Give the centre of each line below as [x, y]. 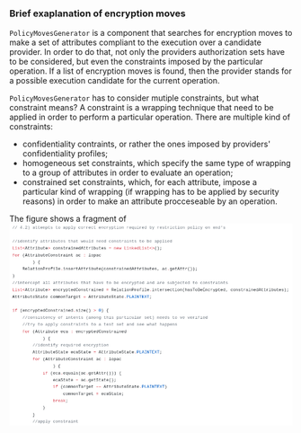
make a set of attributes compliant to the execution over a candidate [136, 42]
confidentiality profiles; [65, 154]
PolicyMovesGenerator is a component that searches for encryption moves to [151, 33]
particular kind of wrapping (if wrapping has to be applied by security [151, 192]
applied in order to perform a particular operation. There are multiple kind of [150, 117]
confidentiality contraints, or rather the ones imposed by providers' [146, 144]
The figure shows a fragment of [68, 219]
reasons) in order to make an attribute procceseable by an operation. [150, 201]
